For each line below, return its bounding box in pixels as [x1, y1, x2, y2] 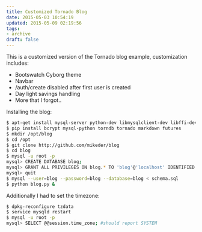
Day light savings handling [14, 91, 81, 97]
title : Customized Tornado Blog [6, 8, 87, 15]
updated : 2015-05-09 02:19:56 [6, 20, 82, 26]
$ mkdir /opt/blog [6, 131, 52, 137]
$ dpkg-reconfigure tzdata [6, 203, 74, 210]
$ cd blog [6, 147, 31, 153]
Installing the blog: [6, 109, 52, 115]
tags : [6, 25, 20, 32]
